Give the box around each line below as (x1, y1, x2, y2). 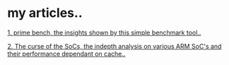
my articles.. (7, 5, 83, 21)
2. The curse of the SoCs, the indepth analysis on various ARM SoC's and (7, 42, 222, 50)
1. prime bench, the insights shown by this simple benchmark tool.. (7, 28, 201, 37)
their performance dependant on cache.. (7, 49, 126, 58)
